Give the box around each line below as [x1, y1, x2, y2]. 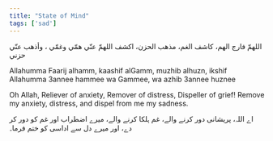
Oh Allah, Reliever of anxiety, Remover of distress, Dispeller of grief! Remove [9, 89, 265, 99]
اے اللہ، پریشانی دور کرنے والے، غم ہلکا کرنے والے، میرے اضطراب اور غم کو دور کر [9, 114, 254, 123]
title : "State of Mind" [9, 11, 90, 20]
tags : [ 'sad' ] [9, 19, 58, 27]
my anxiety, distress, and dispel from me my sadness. [9, 98, 189, 108]
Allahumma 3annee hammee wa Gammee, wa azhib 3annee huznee [9, 74, 237, 84]
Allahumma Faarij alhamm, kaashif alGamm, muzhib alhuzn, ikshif [9, 65, 228, 75]
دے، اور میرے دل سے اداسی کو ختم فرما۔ [9, 122, 132, 133]
